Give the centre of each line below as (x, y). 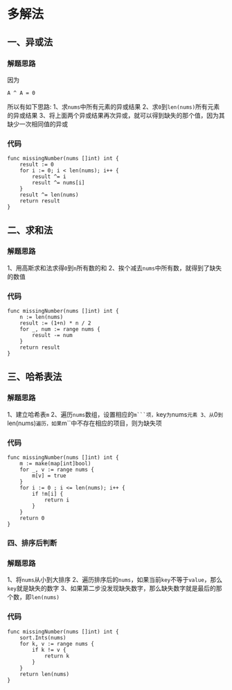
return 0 (32, 518)
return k (57, 656)
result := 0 (37, 165)
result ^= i (50, 177)
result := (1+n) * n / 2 (55, 323)
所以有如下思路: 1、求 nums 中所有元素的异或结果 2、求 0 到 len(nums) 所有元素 (114, 106)
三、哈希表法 (35, 376)
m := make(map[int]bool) (55, 464)
